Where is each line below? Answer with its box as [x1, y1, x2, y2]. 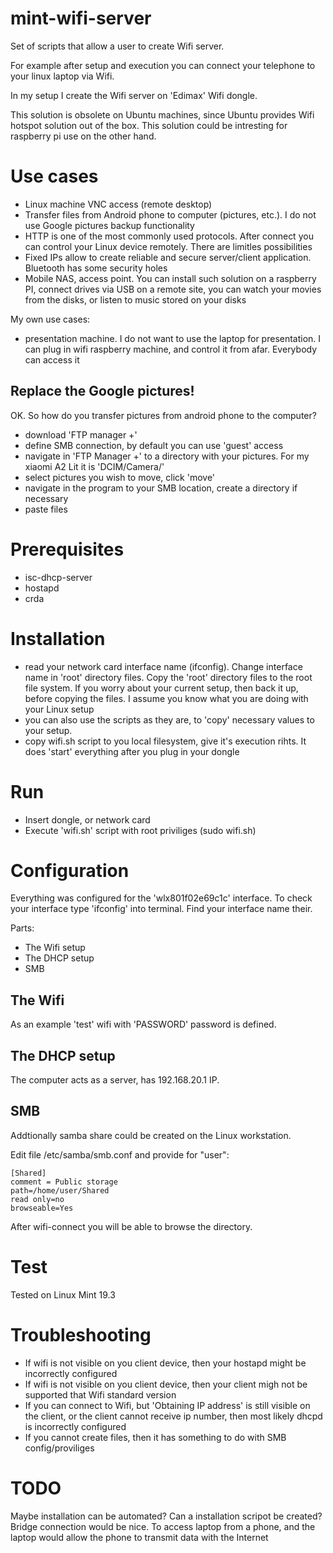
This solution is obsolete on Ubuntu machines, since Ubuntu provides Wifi [10, 108, 315, 121]
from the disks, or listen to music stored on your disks [24, 293, 247, 306]
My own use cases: [10, 313, 91, 325]
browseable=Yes [10, 1203, 74, 1213]
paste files [24, 503, 68, 515]
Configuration [10, 859, 130, 882]
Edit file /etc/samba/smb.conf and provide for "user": [10, 1148, 230, 1161]
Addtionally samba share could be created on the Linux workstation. [10, 1129, 292, 1141]
